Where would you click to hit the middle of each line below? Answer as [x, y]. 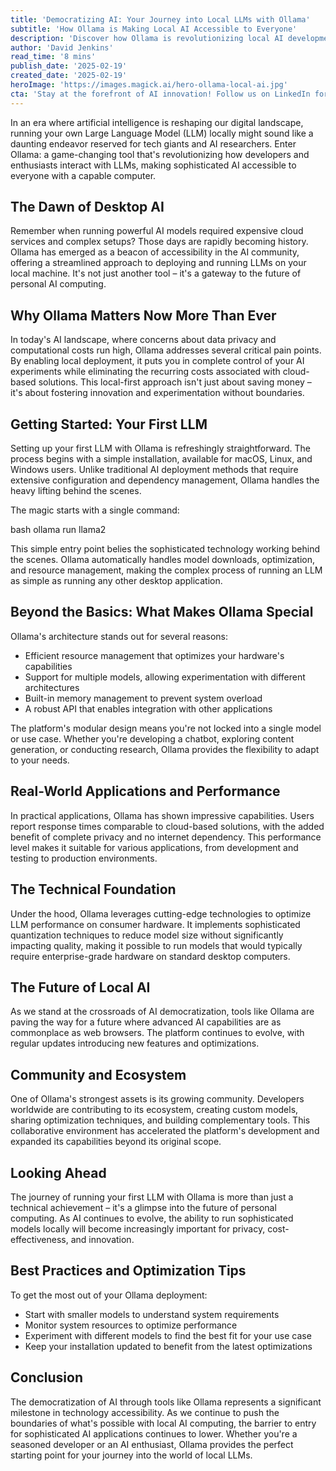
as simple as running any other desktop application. [116, 581]
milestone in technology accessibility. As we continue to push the [145, 1412]
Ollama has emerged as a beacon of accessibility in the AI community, [155, 252]
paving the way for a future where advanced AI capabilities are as [146, 1022]
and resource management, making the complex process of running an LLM [166, 570]
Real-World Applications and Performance [145, 791]
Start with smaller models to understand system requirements [152, 1314]
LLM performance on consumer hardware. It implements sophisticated [155, 924]
